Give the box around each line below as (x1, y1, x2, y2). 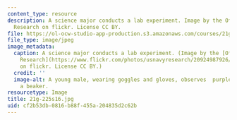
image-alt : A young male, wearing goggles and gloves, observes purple (13, 76, 232, 83)
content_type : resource (7, 10, 78, 18)
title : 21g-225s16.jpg (7, 96, 74, 103)
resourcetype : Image (7, 89, 68, 96)
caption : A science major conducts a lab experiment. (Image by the (13, 50, 219, 57)
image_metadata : (7, 43, 55, 50)
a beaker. (20, 83, 49, 90)
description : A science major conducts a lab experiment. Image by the (7, 17, 222, 24)
